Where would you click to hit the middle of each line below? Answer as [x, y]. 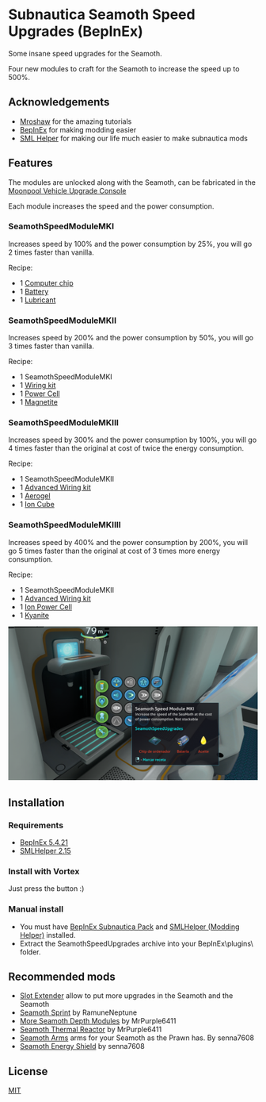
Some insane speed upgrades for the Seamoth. [85, 53]
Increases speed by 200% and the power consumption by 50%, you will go [131, 338]
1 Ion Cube [37, 505]
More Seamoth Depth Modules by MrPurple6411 [98, 1021]
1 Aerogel [35, 496]
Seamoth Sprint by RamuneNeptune [78, 1012]
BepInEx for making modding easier [78, 129]
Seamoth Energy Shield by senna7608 [82, 1046]
